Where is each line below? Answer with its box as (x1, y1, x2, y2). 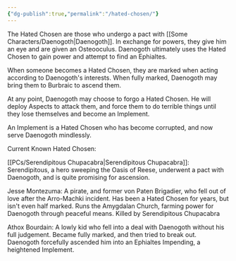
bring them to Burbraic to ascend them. (7, 80, 122, 89)
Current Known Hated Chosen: (7, 144, 97, 152)
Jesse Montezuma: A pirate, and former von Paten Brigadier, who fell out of (7, 186, 227, 195)
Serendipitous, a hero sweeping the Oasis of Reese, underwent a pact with (7, 165, 224, 174)
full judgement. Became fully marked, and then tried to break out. (7, 230, 197, 238)
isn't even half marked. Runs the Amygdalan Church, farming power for (7, 202, 214, 210)
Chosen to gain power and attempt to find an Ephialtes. (7, 52, 168, 61)
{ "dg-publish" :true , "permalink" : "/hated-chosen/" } (7, 10, 159, 18)
